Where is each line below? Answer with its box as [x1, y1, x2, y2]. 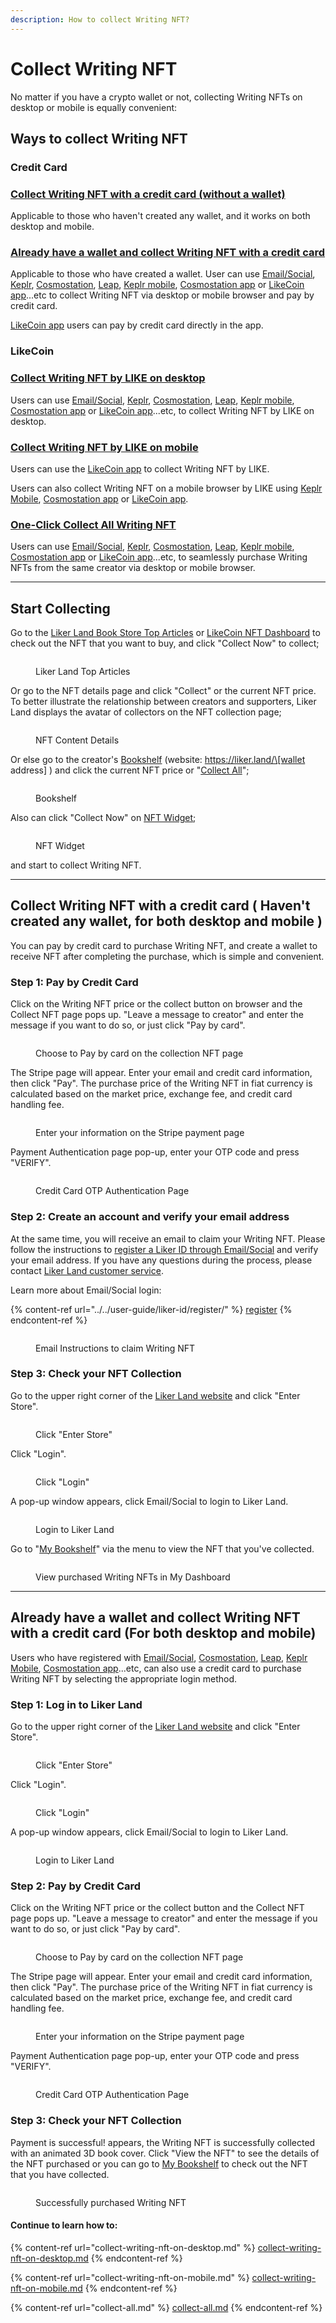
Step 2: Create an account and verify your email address [10, 1210, 290, 1224]
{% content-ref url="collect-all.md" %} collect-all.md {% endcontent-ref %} [10, 2301, 323, 2313]
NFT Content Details [35, 734, 120, 746]
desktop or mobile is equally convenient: [10, 101, 178, 113]
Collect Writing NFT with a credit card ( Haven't [10, 897, 311, 915]
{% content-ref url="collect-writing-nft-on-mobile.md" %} [10, 2271, 250, 2283]
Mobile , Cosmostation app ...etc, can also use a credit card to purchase [10, 1662, 302, 1674]
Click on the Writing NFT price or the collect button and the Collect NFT [10, 1902, 305, 1914]
